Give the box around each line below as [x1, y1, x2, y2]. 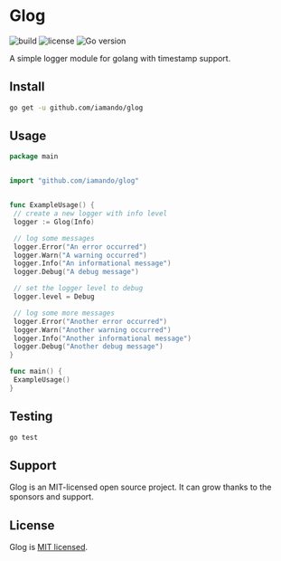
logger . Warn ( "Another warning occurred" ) [13, 325, 172, 335]
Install [9, 79, 45, 95]
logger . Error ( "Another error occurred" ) [13, 317, 168, 326]
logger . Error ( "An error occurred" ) [13, 242, 147, 252]
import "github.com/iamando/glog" [9, 176, 140, 185]
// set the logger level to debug [13, 284, 144, 293]
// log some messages [13, 233, 95, 242]
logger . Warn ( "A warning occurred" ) [13, 251, 147, 260]
